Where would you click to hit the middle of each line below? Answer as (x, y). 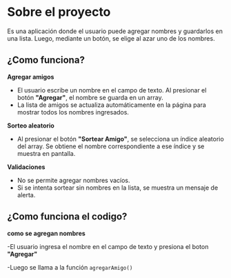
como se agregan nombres (47, 233)
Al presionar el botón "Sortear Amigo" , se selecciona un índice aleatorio (120, 139)
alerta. (26, 195)
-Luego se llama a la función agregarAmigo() (70, 267)
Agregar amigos (31, 77)
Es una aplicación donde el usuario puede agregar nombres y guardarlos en (115, 31)
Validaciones (26, 167)
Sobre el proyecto (59, 12)
